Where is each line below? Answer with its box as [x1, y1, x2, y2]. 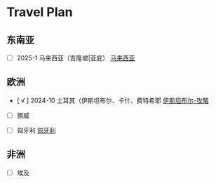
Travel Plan [6, 4, 73, 20]
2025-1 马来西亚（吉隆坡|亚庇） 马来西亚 [16, 54, 135, 62]
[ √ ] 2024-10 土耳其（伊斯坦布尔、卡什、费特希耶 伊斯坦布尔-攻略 [16, 96, 209, 104]
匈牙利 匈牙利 [16, 126, 56, 134]
